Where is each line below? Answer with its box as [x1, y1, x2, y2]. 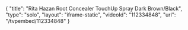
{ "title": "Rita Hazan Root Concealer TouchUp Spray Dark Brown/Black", [5, 5, 182, 12]
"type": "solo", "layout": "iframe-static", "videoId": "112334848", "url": [5, 11, 176, 18]
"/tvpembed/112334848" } [5, 18, 70, 24]
